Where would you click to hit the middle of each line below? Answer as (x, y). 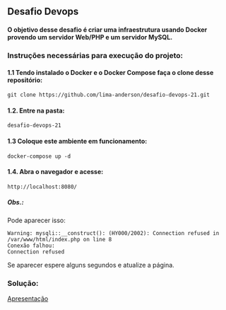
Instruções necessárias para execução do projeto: (95, 55)
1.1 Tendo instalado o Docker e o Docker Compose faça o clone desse (111, 72)
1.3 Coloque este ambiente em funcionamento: (77, 141)
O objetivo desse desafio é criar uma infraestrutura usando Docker (107, 29)
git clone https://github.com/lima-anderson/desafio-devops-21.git (109, 95)
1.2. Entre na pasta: (36, 110)
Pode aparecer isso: (36, 220)
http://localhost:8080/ (42, 187)
